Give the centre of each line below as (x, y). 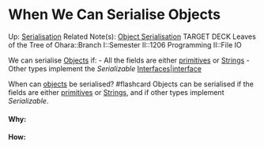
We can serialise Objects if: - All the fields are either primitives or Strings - (129, 60)
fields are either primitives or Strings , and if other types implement (116, 92)
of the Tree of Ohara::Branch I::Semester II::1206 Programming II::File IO (125, 44)
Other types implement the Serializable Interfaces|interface (105, 68)
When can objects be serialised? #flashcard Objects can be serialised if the (131, 84)
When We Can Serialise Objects (115, 15)
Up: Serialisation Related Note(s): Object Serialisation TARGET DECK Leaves (132, 36)
